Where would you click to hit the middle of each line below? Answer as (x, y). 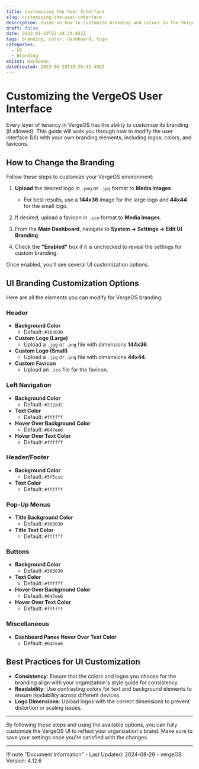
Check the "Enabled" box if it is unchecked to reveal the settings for (98, 247)
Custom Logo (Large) (41, 338)
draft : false (22, 28)
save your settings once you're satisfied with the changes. (77, 737)
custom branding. (36, 253)
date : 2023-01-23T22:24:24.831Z (46, 34)
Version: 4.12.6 (24, 760)
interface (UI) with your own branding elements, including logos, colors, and (99, 137)
